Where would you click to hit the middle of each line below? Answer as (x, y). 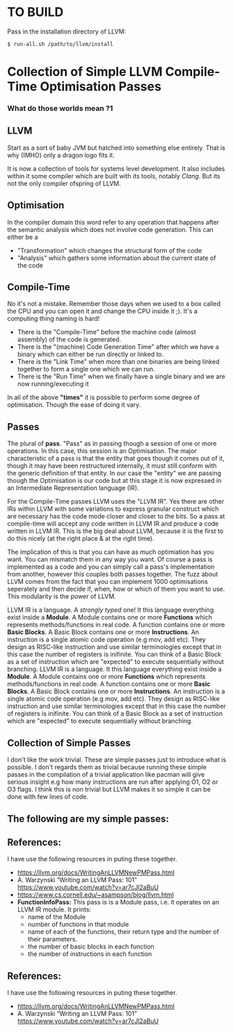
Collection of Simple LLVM (85, 72)
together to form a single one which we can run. (86, 369)
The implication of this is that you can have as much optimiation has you (111, 552)
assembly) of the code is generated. (69, 339)
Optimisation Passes (101, 87)
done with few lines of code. (48, 797)
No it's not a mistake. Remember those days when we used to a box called (114, 304)
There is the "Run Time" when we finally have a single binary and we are (121, 376)
